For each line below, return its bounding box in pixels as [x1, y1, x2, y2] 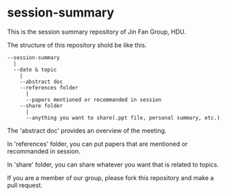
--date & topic [13, 66, 57, 73]
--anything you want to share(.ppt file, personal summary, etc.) [25, 114, 220, 121]
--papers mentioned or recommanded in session [25, 96, 162, 103]
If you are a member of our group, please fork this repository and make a [7, 173, 214, 182]
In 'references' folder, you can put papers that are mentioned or [7, 140, 188, 148]
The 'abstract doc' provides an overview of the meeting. [7, 126, 167, 135]
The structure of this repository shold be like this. [7, 41, 147, 49]
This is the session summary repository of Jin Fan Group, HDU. [7, 28, 186, 36]
